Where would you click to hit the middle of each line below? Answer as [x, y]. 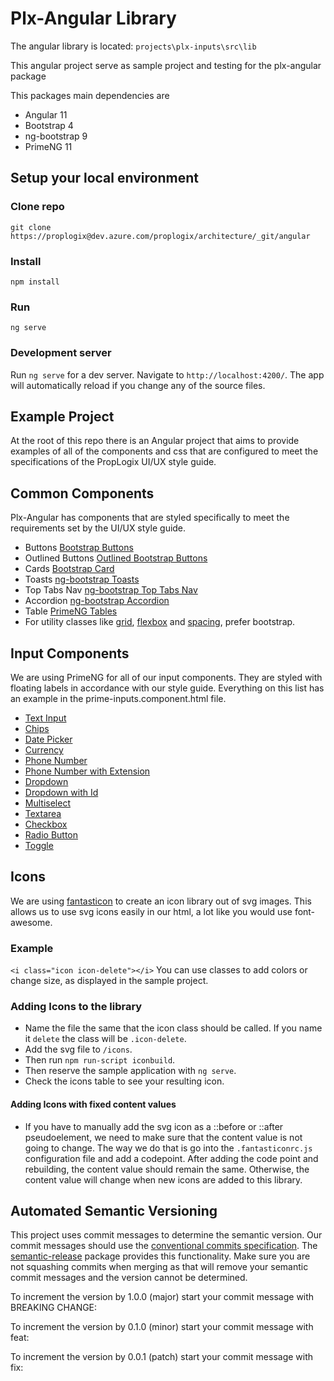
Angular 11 [46, 114]
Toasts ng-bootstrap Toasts [82, 579]
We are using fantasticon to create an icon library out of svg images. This [161, 901]
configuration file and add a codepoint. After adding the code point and [171, 1158]
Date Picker [48, 739]
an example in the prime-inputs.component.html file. [118, 698]
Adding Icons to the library [76, 1006]
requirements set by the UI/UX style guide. [98, 528]
